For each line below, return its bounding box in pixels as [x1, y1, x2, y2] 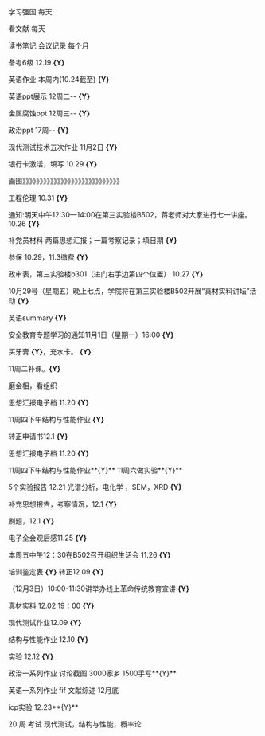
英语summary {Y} [8, 313, 67, 323]
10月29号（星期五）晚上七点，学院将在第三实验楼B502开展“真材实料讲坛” [8, 286, 250, 296]
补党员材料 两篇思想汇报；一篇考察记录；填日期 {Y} [8, 236, 177, 245]
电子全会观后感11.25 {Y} [8, 533, 88, 542]
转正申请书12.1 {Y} [8, 432, 69, 440]
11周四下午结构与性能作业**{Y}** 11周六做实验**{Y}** [8, 465, 183, 475]
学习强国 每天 [8, 7, 53, 16]
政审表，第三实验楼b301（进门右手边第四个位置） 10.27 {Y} [8, 269, 204, 279]
